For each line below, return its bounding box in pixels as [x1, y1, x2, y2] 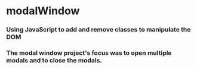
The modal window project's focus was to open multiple [6, 49, 172, 57]
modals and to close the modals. [6, 57, 103, 65]
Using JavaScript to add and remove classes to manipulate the [6, 26, 191, 34]
